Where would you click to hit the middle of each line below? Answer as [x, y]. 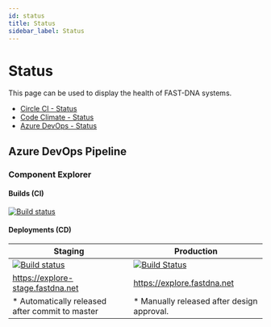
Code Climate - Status [57, 117]
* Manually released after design [195, 301]
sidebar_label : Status [46, 31]
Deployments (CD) [40, 230]
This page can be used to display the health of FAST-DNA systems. [120, 93]
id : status [27, 16]
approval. [151, 312]
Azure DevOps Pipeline [68, 151]
